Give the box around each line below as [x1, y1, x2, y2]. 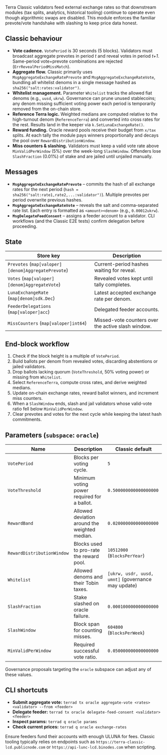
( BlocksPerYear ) [107, 552, 145, 559]
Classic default [115, 446, 152, 453]
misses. [74, 633, 92, 640]
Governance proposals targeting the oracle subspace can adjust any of [5, 666, 152, 672]
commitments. [12, 416, 42, 422]
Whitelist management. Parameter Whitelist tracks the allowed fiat [12, 90, 153, 96]
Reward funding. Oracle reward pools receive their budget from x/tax [12, 127, 156, 133]
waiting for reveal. [94, 267, 136, 274]
